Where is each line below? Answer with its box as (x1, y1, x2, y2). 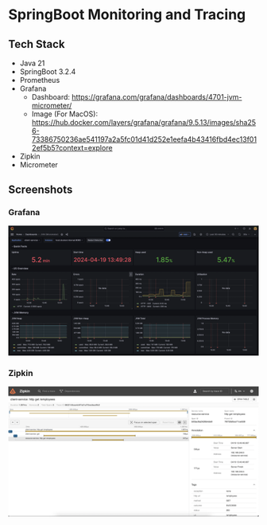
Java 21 (19, 58, 45, 68)
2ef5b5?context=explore (31, 143, 113, 152)
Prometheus (19, 76, 60, 84)
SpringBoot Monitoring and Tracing (8, 6, 246, 24)
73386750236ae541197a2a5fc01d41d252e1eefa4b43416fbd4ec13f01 (31, 135, 257, 144)
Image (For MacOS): (31, 109, 98, 119)
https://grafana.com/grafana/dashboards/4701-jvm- (71, 92, 242, 101)
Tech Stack (8, 37, 65, 51)
